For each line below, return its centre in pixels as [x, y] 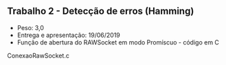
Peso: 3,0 [31, 27]
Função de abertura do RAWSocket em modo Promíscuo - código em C [118, 42]
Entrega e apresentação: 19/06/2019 [68, 35]
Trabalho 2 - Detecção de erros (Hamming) [101, 11]
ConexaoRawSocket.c [38, 55]
